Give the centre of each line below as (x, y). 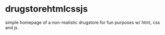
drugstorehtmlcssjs (47, 9)
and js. (12, 27)
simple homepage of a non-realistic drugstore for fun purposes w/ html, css (82, 22)
